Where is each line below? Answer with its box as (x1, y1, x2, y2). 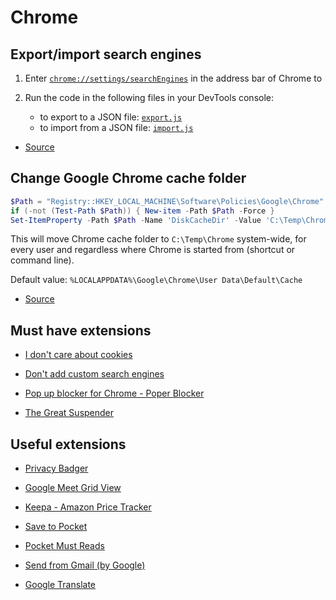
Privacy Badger (24, 462, 89, 475)
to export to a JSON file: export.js (39, 111, 183, 123)
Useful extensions (10, 436, 127, 453)
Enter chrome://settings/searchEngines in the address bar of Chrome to (24, 72, 323, 84)
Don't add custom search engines (24, 368, 165, 380)
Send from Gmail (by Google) (24, 559, 146, 571)
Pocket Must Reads (24, 540, 105, 552)
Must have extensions (10, 322, 152, 339)
